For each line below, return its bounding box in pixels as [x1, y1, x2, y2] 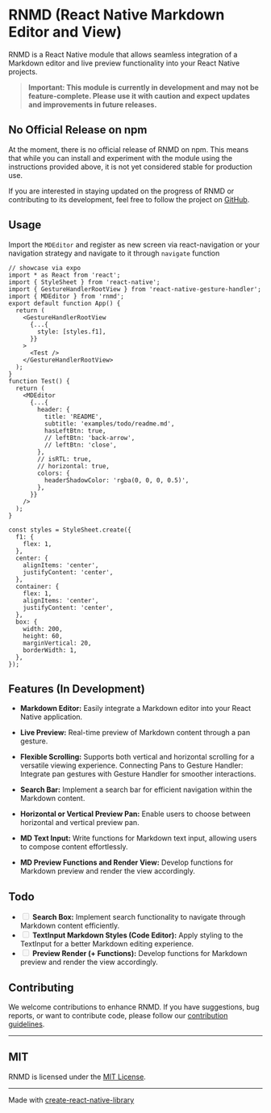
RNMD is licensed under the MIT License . [8, 1072, 147, 1081]
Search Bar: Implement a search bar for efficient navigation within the [19, 785, 252, 794]
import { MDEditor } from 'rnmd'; [8, 292, 125, 300]
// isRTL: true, [37, 455, 92, 463]
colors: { [37, 469, 70, 477]
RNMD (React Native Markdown [8, 6, 225, 24]
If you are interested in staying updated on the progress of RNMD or [8, 186, 235, 196]
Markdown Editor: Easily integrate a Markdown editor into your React [19, 704, 252, 713]
